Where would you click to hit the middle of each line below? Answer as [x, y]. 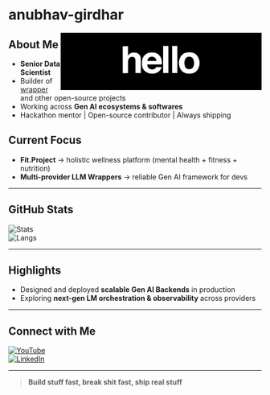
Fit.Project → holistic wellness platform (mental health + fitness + [129, 159]
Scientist [35, 72]
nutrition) [35, 168]
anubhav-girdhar [66, 15]
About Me [33, 45]
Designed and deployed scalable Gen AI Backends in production [127, 290]
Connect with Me [52, 331]
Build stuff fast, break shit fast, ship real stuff [105, 382]
